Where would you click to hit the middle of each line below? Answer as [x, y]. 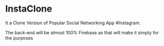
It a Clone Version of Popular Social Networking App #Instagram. [73, 23]
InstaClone [29, 9]
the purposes [19, 38]
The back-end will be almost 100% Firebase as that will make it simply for [82, 32]
